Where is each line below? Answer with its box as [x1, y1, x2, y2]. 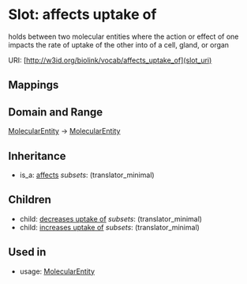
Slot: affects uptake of [8, 6, 157, 24]
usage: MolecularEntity [19, 267, 95, 276]
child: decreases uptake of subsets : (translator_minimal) [19, 214, 203, 223]
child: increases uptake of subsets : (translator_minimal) [19, 222, 200, 232]
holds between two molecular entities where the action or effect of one [8, 32, 239, 41]
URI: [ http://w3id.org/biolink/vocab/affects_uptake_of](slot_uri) [8, 55, 212, 65]
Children [8, 193, 51, 206]
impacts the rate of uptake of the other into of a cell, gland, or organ [8, 40, 230, 49]
